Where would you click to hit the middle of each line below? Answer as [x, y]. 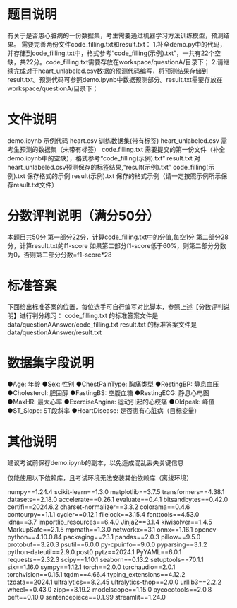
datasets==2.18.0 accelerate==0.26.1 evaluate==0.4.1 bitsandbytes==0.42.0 [117, 499]
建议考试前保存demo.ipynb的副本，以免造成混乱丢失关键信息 [96, 462]
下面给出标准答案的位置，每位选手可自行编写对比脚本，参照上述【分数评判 [115, 306]
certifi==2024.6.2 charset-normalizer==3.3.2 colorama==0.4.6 [99, 507]
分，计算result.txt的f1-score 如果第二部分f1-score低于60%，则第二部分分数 [117, 245]
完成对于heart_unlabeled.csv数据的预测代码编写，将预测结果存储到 [110, 71]
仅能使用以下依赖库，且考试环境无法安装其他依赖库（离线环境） [100, 477]
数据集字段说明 [51, 363]
